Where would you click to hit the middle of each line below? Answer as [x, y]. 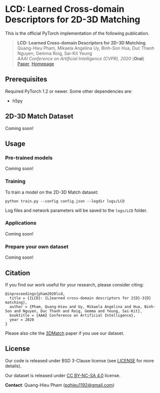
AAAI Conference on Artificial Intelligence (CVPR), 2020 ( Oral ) [81, 58]
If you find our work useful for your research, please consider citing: [75, 284]
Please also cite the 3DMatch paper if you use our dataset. [65, 333]
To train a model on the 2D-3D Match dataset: [52, 192]
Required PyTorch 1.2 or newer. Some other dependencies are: [69, 91]
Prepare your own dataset [37, 246]
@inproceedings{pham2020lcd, [35, 294]
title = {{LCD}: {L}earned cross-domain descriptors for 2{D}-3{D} [80, 298]
